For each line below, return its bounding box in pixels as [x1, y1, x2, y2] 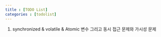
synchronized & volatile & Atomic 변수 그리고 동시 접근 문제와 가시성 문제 [12, 26, 157, 32]
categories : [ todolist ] [5, 12, 57, 17]
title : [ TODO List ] [5, 7, 48, 12]
